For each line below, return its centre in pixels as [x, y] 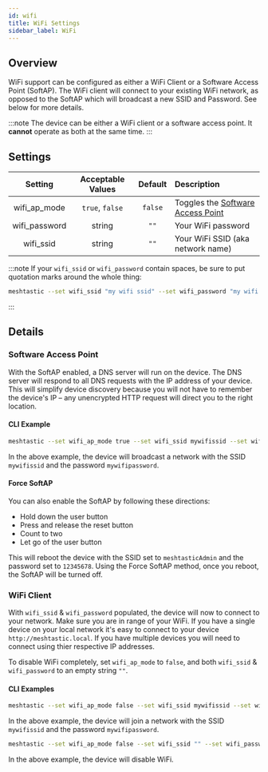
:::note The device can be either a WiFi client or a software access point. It [130, 123]
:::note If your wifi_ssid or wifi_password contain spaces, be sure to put [127, 268]
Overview [33, 63]
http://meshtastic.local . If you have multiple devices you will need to [124, 638]
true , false [102, 207]
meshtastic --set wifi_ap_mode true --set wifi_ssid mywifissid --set [128, 441]
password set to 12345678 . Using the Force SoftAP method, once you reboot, [134, 566]
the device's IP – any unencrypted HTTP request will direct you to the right [131, 397]
